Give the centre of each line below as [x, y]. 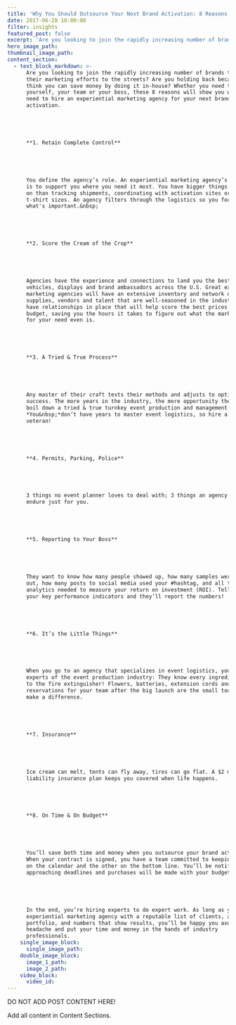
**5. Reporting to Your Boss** [72, 540]
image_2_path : [47, 969]
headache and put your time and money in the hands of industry [122, 929]
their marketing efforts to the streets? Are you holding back [120, 79]
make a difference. [54, 697]
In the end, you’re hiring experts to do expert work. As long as [125, 910]
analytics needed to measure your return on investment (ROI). [120, 590]
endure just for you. [58, 502]
